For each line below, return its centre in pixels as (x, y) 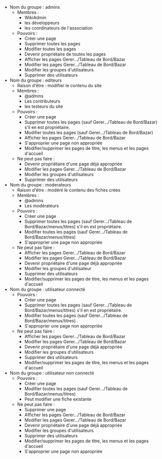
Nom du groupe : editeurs (36, 80)
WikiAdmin (35, 17)
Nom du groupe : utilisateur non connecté (52, 373)
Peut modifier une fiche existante (58, 399)
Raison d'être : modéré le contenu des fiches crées (69, 190)
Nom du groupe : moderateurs (40, 185)
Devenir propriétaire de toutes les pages (65, 54)
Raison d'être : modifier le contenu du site (59, 85)
